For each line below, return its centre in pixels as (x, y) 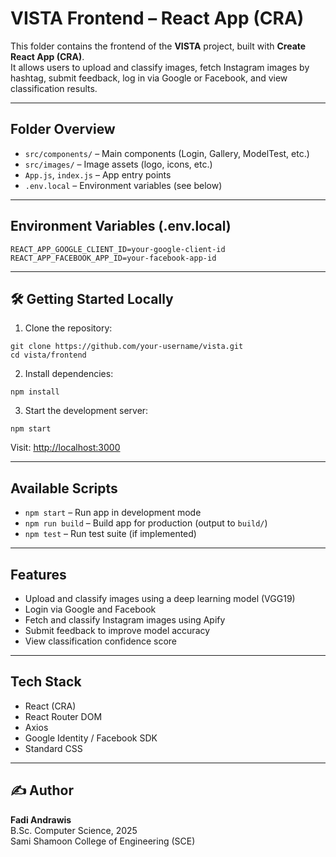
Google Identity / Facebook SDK (91, 738)
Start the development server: (86, 411)
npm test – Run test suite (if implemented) (110, 534)
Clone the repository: (68, 328)
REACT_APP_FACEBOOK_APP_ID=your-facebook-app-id (113, 258)
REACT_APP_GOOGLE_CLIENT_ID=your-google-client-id (118, 249)
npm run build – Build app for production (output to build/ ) (146, 523)
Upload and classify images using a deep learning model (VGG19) (160, 598)
